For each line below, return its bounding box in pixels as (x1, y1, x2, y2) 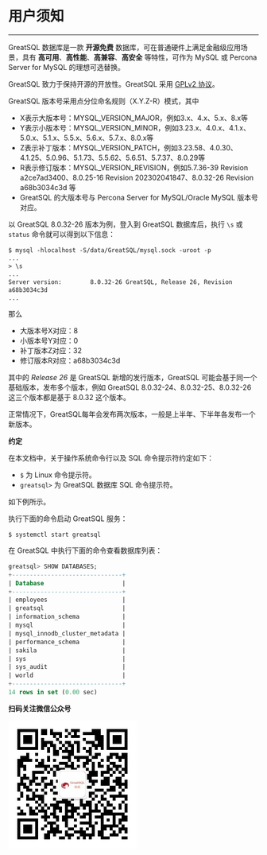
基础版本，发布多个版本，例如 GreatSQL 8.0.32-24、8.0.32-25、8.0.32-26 (8, 383, 252, 392)
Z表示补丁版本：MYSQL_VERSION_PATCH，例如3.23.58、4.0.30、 (19, 142, 238, 152)
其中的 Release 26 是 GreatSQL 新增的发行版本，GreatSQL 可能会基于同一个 (8, 372, 257, 382)
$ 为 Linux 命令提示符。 (19, 470, 97, 480)
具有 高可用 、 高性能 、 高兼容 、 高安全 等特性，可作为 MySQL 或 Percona (21, 52, 257, 62)
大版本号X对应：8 (19, 325, 79, 335)
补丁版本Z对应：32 (19, 345, 82, 355)
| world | (8, 671, 126, 680)
